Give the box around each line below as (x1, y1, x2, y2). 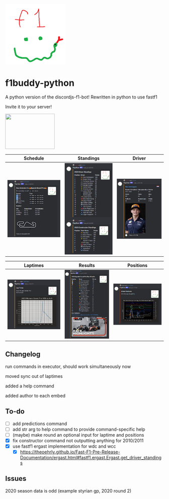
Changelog (5, 350, 41, 359)
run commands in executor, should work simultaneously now (5, 363, 131, 369)
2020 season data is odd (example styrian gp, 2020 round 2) (5, 487, 132, 493)
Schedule (23, 155, 44, 161)
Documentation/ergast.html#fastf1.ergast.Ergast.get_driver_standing (20, 454, 162, 460)
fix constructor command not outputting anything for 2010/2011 (12, 437, 144, 443)
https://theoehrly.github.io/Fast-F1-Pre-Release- (20, 449, 121, 455)
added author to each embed (5, 392, 66, 398)
